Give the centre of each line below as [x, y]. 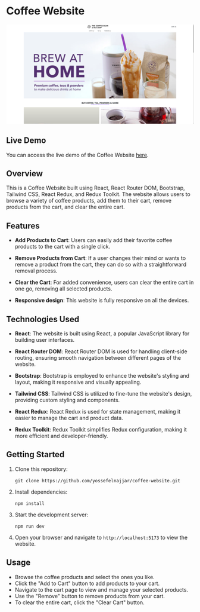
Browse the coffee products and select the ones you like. [85, 577]
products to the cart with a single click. [62, 247]
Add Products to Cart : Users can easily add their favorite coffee [93, 240]
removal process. [36, 271]
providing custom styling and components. [67, 400]
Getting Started [35, 455]
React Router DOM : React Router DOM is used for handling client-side [101, 351]
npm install [29, 503]
